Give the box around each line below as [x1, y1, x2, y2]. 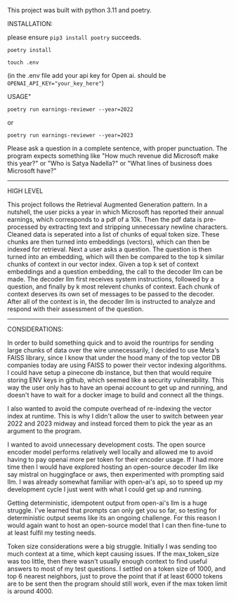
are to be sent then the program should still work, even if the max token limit [7, 579, 228, 588]
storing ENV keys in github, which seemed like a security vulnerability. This [7, 376, 225, 384]
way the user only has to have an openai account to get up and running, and [7, 383, 228, 392]
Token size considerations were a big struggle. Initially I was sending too [7, 542, 217, 550]
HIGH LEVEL [7, 187, 44, 195]
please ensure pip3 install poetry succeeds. [7, 33, 142, 41]
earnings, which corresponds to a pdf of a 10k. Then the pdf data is [7, 216, 202, 223]
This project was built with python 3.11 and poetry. [7, 6, 152, 14]
